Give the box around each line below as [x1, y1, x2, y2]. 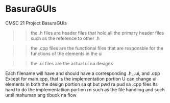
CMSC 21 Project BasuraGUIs [5, 20, 67, 26]
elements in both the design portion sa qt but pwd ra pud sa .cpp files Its [5, 81, 158, 87]
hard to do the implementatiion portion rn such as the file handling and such [5, 86, 165, 92]
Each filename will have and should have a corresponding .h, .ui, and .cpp [5, 70, 160, 76]
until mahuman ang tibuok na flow [5, 92, 77, 98]
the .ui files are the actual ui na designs [30, 60, 113, 66]
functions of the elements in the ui [30, 50, 103, 57]
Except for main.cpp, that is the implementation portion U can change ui [5, 75, 157, 82]
